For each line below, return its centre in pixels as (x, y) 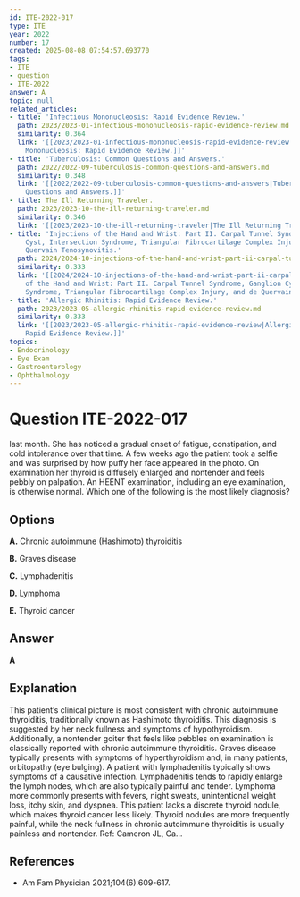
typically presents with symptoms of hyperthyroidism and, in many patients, (149, 757)
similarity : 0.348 (52, 175)
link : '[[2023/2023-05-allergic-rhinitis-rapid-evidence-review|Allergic (157, 326)
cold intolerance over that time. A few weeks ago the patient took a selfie (144, 453)
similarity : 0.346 (52, 217)
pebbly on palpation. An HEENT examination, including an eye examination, (147, 482)
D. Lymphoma (35, 593)
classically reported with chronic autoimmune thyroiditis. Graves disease (143, 748)
